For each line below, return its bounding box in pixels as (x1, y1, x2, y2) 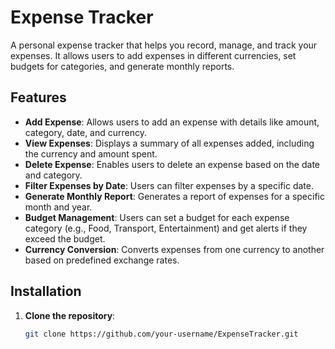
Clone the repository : (24, 309, 116, 321)
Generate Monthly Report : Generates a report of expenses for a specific (24, 190, 325, 202)
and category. (24, 169, 83, 181)
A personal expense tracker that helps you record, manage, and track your (10, 39, 318, 51)
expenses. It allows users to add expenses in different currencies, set (10, 49, 297, 61)
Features (10, 89, 67, 106)
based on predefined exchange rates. (24, 254, 180, 266)
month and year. (24, 201, 93, 213)
